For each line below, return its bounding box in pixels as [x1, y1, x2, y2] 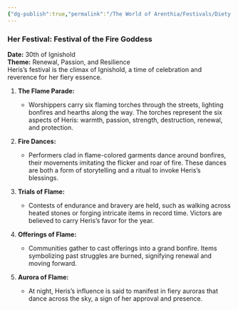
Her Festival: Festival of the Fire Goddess [7, 33, 152, 43]
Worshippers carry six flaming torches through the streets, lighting [28, 100, 224, 109]
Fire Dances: [17, 137, 56, 145]
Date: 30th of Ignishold [7, 50, 76, 58]
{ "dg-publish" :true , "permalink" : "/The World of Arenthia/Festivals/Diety [7, 10, 232, 18]
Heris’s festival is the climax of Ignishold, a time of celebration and [7, 65, 202, 73]
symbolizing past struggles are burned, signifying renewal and [28, 251, 212, 260]
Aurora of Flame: [17, 272, 69, 281]
